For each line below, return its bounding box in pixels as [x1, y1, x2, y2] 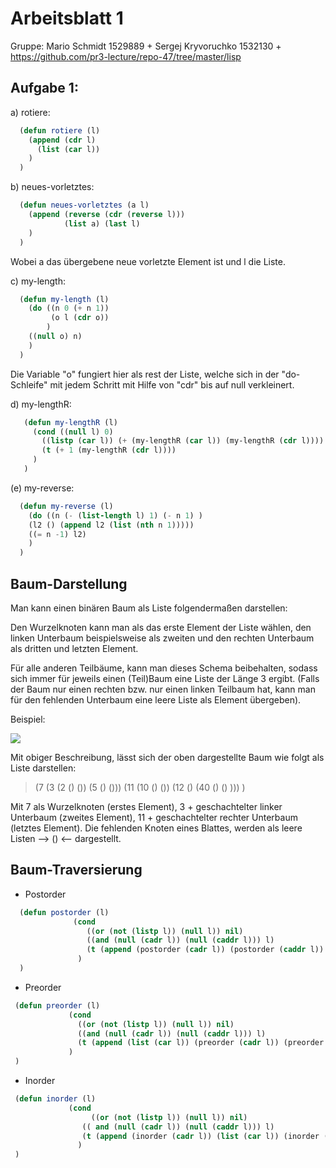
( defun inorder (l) [14, 1094, 97, 1104]
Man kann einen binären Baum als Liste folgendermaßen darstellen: [10, 602, 288, 614]
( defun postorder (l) [19, 907, 110, 917]
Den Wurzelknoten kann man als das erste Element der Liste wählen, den [10, 621, 312, 633]
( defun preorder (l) [14, 1000, 101, 1011]
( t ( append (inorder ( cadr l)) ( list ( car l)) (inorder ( [81, 1131, 329, 1141]
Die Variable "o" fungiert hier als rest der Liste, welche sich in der [10, 368, 280, 380]
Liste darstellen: [10, 762, 77, 774]
